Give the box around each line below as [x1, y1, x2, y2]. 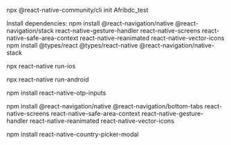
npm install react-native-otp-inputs [6, 89, 107, 97]
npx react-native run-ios [6, 62, 76, 70]
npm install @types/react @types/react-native [6, 41, 138, 49]
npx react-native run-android [6, 75, 89, 84]
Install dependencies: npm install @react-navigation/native [6, 19, 174, 27]
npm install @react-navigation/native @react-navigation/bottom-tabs [6, 102, 203, 110]
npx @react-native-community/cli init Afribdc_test [6, 6, 149, 14]
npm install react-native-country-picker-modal [6, 130, 139, 138]
